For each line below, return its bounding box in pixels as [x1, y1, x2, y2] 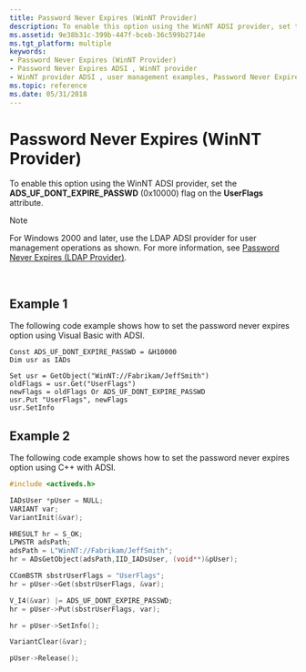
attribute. [9, 198, 44, 209]
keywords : [9, 47, 47, 56]
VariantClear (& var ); [9, 637, 88, 647]
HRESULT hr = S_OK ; [9, 529, 84, 538]
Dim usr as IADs [9, 356, 71, 365]
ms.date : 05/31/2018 [9, 89, 88, 98]
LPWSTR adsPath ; [9, 538, 71, 547]
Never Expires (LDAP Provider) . [9, 252, 127, 263]
